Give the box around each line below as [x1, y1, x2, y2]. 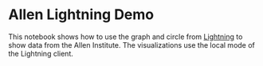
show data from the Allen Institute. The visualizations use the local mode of [8, 40, 255, 49]
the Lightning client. [8, 49, 73, 58]
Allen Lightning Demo [8, 6, 155, 24]
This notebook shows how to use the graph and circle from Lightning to [8, 32, 243, 41]
